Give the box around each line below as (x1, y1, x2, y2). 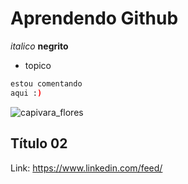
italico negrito (10, 40, 69, 52)
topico (24, 59, 52, 71)
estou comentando (10, 78, 83, 89)
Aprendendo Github (10, 7, 179, 30)
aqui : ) (10, 88, 43, 98)
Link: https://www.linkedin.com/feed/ (10, 162, 163, 174)
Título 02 (10, 135, 68, 152)
